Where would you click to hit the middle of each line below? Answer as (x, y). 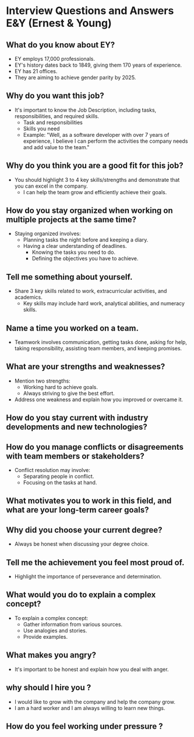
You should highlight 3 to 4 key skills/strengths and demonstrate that (97, 180)
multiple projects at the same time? (71, 220)
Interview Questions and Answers (90, 11)
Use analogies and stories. (55, 631)
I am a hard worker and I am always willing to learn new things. (90, 708)
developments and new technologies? (77, 427)
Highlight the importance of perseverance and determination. (88, 577)
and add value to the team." (56, 147)
